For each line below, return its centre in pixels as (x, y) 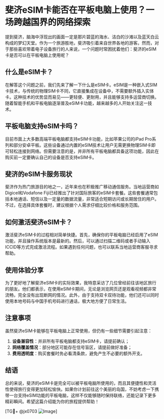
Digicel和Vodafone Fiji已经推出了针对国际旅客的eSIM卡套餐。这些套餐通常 (79, 193)
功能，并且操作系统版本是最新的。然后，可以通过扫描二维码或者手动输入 (78, 241)
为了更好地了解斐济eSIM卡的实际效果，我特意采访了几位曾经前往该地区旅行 (81, 283)
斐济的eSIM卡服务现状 (39, 174)
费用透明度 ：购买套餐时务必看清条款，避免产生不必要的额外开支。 (78, 353)
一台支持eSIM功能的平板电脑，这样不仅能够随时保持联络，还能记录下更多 (83, 395)
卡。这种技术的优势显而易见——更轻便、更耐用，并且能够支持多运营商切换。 (82, 97)
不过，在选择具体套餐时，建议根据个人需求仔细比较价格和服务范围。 (73, 205)
